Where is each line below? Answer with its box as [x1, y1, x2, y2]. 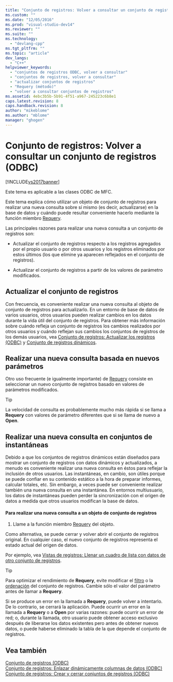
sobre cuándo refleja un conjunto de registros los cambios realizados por [5, 323, 161, 329]
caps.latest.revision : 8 [5, 98, 59, 103]
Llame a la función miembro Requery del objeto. [12, 521, 115, 528]
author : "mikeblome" [5, 108, 50, 113]
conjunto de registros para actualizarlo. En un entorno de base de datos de [5, 306, 165, 312]
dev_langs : [5, 55, 29, 61]
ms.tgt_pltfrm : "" [5, 46, 45, 51]
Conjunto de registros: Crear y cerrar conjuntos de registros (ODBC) [5, 671, 150, 677]
